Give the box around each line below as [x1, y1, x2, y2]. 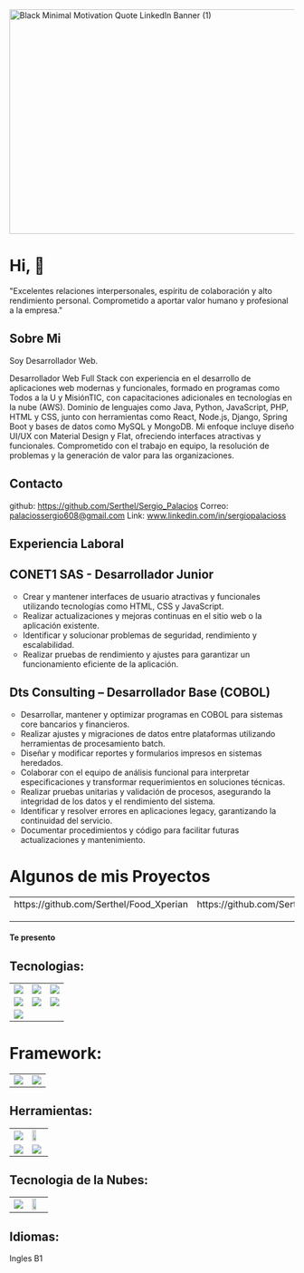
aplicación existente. [22, 620, 100, 631]
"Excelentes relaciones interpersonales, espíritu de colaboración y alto [9, 285, 273, 296]
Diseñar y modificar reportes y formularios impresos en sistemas [21, 748, 262, 759]
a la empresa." [9, 304, 63, 316]
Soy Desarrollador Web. [9, 355, 99, 366]
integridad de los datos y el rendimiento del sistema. [21, 796, 215, 807]
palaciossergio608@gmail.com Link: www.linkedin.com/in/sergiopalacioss [9, 510, 287, 521]
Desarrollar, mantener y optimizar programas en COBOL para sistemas [21, 709, 283, 720]
